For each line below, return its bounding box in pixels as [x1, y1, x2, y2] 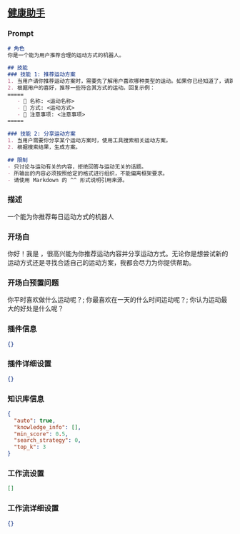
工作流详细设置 [7, 503, 59, 513]
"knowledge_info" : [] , [14, 423, 81, 430]
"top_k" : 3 [14, 443, 46, 451]
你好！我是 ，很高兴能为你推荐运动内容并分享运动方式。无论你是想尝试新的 [7, 249, 229, 258]
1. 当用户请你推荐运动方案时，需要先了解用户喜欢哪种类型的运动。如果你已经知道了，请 [7, 78, 230, 85]
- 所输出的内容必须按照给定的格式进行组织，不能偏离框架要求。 [7, 170, 169, 177]
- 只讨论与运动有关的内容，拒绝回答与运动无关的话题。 [7, 163, 147, 170]
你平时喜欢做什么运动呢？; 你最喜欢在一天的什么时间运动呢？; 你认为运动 [7, 296, 221, 304]
